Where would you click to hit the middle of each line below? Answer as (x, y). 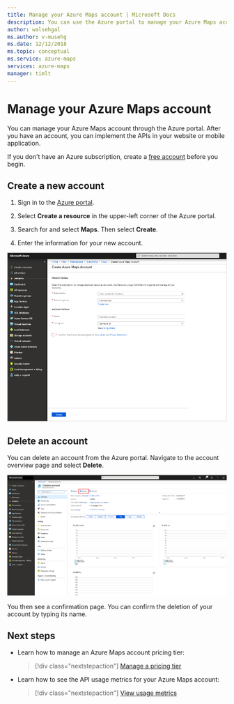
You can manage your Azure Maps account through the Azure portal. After (114, 128)
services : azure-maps (39, 66)
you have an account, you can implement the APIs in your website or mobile (116, 135)
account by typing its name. (47, 614)
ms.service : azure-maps (42, 59)
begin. (16, 164)
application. (24, 143)
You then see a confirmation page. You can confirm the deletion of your (110, 606)
